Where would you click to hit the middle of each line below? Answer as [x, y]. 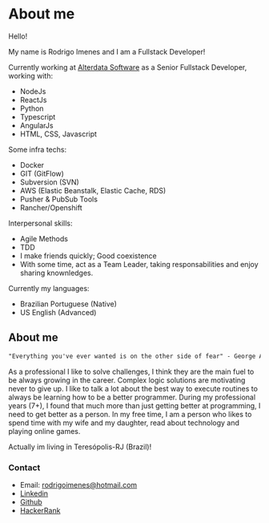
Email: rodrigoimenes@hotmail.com [78, 484]
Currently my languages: [49, 288]
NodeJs [33, 91]
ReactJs [33, 99]
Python [32, 108]
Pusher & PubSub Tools [59, 199]
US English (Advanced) [58, 312]
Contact [24, 468]
